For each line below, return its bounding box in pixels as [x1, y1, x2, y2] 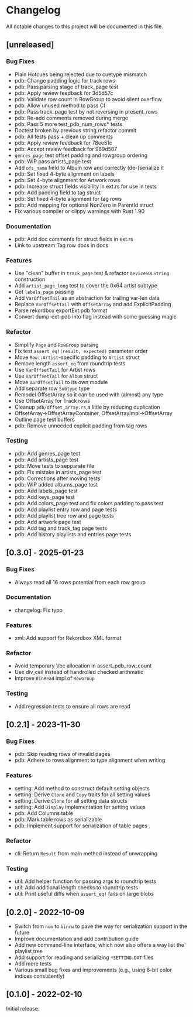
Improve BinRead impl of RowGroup [14, 674, 95, 682]
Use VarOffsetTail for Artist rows [14, 366, 96, 373]
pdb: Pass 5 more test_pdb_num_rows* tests [14, 121, 123, 128]
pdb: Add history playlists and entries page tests [14, 530, 132, 537]
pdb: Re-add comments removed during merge [14, 114, 129, 121]
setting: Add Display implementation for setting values [14, 803, 146, 810]
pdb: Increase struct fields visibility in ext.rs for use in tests [14, 183, 157, 190]
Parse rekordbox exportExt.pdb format [14, 307, 108, 314]
